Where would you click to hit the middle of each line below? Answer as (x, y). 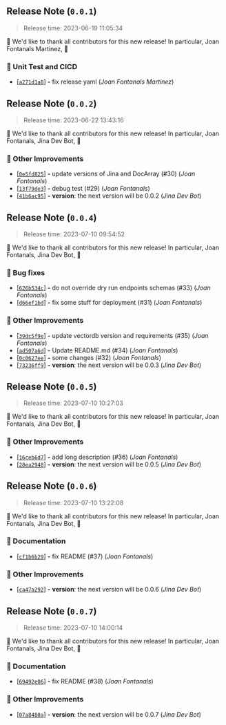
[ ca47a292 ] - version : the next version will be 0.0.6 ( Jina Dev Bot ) (109, 590)
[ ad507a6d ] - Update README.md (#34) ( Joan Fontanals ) (97, 350)
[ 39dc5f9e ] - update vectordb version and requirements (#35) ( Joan (112, 335)
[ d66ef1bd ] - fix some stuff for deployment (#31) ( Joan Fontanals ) (109, 303)
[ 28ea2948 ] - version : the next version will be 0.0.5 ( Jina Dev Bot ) (109, 464)
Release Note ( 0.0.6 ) (52, 486)
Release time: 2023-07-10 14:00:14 (73, 628)
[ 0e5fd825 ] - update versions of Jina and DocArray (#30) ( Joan (106, 174)
